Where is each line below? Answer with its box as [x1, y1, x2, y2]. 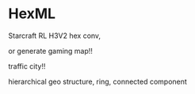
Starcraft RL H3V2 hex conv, [8, 31, 101, 40]
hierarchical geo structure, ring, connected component [8, 77, 188, 86]
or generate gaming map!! [8, 46, 94, 55]
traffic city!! [8, 61, 46, 71]
